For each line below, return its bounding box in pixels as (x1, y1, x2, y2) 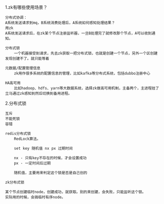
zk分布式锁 (5, 180, 25, 185)
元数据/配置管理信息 (5, 66, 41, 71)
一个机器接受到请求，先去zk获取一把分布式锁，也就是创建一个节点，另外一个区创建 (14, 51, 158, 56)
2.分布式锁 (5, 100, 27, 106)
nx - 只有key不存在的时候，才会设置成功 (14, 156, 87, 161)
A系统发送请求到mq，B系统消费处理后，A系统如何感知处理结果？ (5, 20, 115, 25)
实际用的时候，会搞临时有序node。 (5, 195, 66, 200)
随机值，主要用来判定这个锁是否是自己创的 (14, 170, 88, 175)
